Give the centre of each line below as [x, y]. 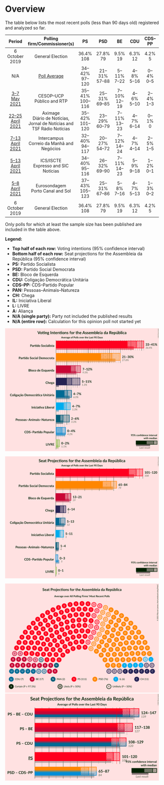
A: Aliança [22, 311]
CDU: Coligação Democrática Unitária [50, 279]
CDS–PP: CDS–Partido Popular [43, 285]
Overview [25, 9]
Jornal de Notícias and [51, 124]
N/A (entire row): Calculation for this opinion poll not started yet [76, 321]
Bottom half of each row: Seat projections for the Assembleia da [77, 253]
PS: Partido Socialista [34, 264]
